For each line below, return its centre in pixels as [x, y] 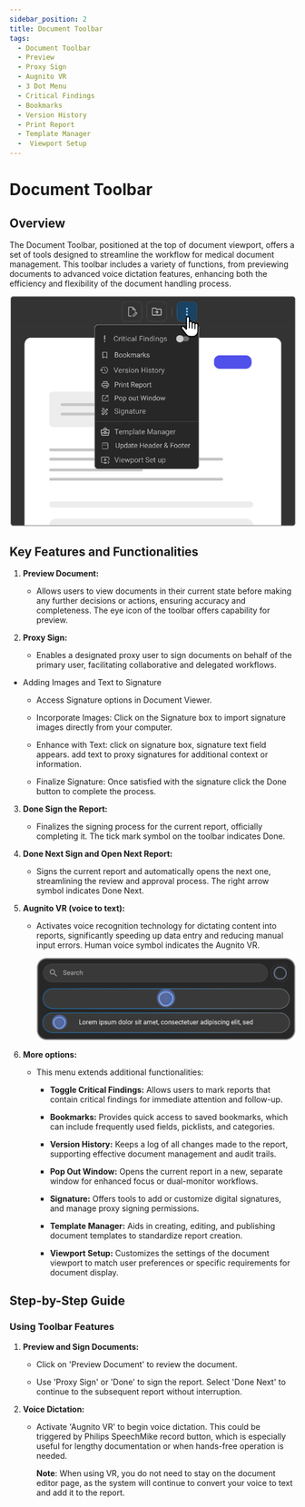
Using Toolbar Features [62, 1327]
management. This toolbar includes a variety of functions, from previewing [149, 264]
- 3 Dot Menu [42, 86]
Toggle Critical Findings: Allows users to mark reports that [160, 1090]
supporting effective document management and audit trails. [163, 1154]
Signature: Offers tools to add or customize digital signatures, [165, 1199]
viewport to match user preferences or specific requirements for [170, 1263]
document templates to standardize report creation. [146, 1236]
